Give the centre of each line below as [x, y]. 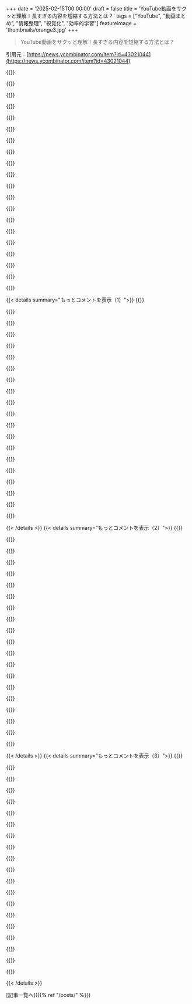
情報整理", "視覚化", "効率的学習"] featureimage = [78, 23]
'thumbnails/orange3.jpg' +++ [42, 30]
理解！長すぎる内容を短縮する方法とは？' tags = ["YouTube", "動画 [96, 16]
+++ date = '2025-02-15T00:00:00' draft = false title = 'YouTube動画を [91, 8]
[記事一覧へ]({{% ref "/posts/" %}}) [48, 995]
